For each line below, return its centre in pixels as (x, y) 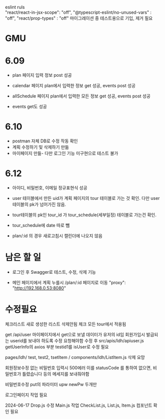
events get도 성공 (30, 107)
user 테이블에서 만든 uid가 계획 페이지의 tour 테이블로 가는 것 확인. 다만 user (86, 198)
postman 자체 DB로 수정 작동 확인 (45, 141)
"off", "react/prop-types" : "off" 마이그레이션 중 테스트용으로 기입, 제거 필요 (79, 18)
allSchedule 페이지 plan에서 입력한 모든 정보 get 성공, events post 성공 (81, 96)
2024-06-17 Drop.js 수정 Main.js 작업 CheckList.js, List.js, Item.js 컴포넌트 (79, 405)
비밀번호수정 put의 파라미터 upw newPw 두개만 (51, 384)
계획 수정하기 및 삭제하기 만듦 (40, 147)
